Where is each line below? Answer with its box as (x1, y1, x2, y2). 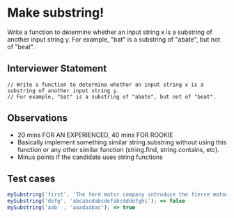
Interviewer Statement (7, 62, 107, 74)
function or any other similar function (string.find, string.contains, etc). (17, 145, 219, 153)
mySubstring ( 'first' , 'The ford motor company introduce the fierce (7, 191, 210, 199)
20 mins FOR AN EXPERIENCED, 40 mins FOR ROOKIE (17, 131, 173, 139)
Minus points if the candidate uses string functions (17, 153, 164, 161)
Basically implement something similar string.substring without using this (17, 137, 227, 146)
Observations (7, 112, 68, 124)
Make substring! (7, 5, 104, 21)
